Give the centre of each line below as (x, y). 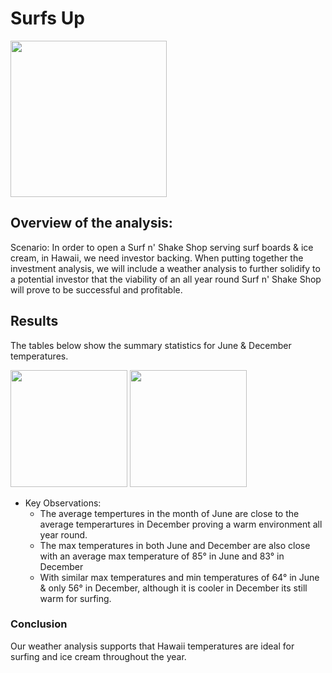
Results (34, 321)
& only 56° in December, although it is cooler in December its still (173, 588)
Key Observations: (63, 503)
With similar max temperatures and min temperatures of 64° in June (179, 577)
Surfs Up (47, 18)
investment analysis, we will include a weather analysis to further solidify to (165, 268)
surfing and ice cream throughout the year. (98, 656)
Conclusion (39, 624)
